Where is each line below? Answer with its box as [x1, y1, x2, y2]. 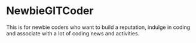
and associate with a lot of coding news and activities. [6, 29, 140, 37]
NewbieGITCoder [6, 4, 94, 18]
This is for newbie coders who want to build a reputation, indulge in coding [6, 24, 191, 31]
